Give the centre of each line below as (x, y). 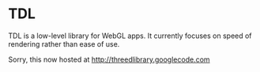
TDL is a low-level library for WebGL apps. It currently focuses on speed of (130, 36)
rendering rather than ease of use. (64, 44)
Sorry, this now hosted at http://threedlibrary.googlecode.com (109, 59)
